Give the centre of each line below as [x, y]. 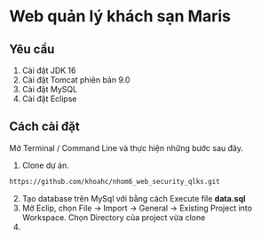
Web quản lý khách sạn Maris [120, 16]
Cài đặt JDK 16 [49, 70]
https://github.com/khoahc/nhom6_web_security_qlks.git [115, 181]
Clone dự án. [45, 165]
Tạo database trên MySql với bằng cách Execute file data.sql [134, 198]
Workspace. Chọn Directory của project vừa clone [114, 217]
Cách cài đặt [44, 127]
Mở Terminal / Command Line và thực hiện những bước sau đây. [127, 147]
